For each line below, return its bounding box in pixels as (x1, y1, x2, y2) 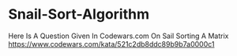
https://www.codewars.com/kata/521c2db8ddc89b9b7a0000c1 (8, 39, 215, 48)
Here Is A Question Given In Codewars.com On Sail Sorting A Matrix (8, 31, 229, 40)
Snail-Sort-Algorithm (8, 5, 150, 23)
